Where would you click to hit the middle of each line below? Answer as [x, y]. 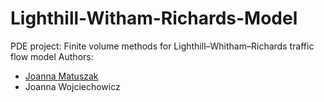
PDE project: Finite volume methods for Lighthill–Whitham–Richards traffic [162, 46]
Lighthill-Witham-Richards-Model [154, 18]
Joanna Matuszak [61, 76]
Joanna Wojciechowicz [72, 86]
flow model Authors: [52, 56]
